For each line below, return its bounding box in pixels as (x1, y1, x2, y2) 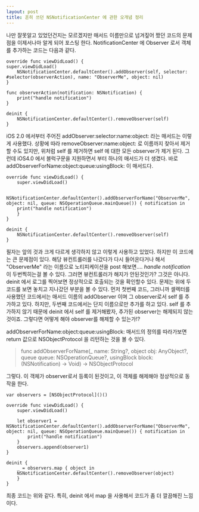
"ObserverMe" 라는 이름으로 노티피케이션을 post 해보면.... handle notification (6, 263, 191, 270)
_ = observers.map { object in (17, 465, 95, 471)
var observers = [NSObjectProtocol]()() (6, 392, 108, 398)
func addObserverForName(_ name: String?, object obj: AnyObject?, (20, 347, 189, 354)
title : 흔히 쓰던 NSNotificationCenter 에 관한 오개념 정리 (6, 14, 144, 20)
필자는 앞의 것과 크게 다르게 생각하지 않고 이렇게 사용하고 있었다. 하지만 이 (6, 248, 178, 255)
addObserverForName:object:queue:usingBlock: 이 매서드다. (6, 162, 154, 169)
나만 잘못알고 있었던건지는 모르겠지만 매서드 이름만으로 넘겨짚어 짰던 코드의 (6, 31, 182, 39)
